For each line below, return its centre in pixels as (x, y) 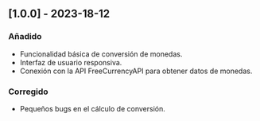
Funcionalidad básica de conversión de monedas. (101, 54)
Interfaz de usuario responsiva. (71, 62)
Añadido (25, 37)
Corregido (29, 92)
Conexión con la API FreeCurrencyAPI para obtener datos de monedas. (136, 71)
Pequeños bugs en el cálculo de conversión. (92, 108)
